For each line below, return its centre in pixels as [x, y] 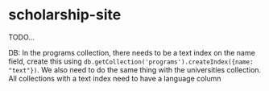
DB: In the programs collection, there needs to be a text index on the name [132, 52]
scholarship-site [65, 15]
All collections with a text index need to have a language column [115, 78]
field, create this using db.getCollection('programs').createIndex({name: [131, 61]
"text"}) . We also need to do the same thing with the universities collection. [135, 69]
